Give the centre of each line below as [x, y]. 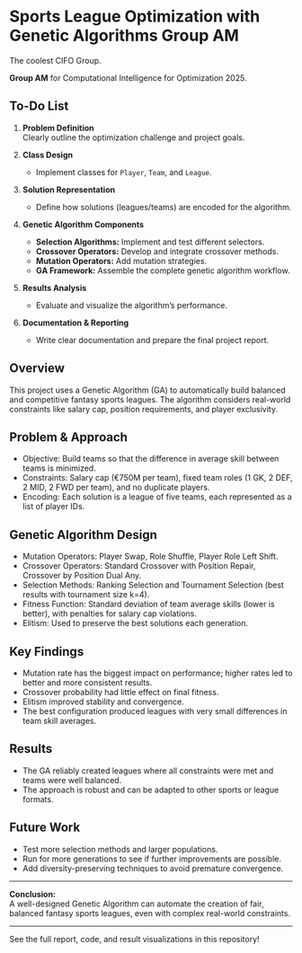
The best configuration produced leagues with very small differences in [155, 711]
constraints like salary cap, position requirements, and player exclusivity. [144, 409]
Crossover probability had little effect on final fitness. [120, 692]
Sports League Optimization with [135, 17]
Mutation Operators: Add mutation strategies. [121, 260]
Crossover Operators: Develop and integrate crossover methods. [157, 251]
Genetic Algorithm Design [83, 535]
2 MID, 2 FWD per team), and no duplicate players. [116, 488]
